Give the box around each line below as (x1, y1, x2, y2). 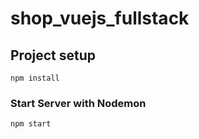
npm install (10, 73, 60, 83)
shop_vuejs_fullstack (10, 7, 190, 30)
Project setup (10, 47, 97, 64)
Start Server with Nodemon (10, 96, 147, 110)
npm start (10, 119, 52, 129)
